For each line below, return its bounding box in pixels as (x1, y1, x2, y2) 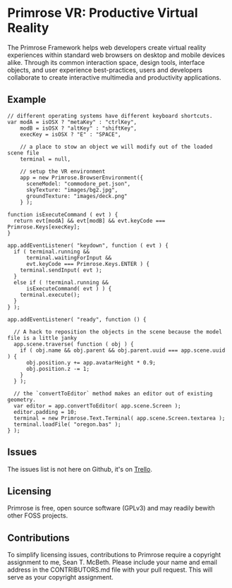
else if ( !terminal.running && (13, 278, 109, 286)
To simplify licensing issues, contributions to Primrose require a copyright (7, 551, 221, 559)
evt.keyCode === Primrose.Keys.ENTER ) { (25, 260, 150, 267)
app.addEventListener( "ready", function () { (7, 316, 147, 323)
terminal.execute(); (20, 291, 80, 298)
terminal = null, (20, 155, 71, 163)
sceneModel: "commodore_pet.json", (25, 180, 131, 188)
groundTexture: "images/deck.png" (25, 192, 128, 200)
